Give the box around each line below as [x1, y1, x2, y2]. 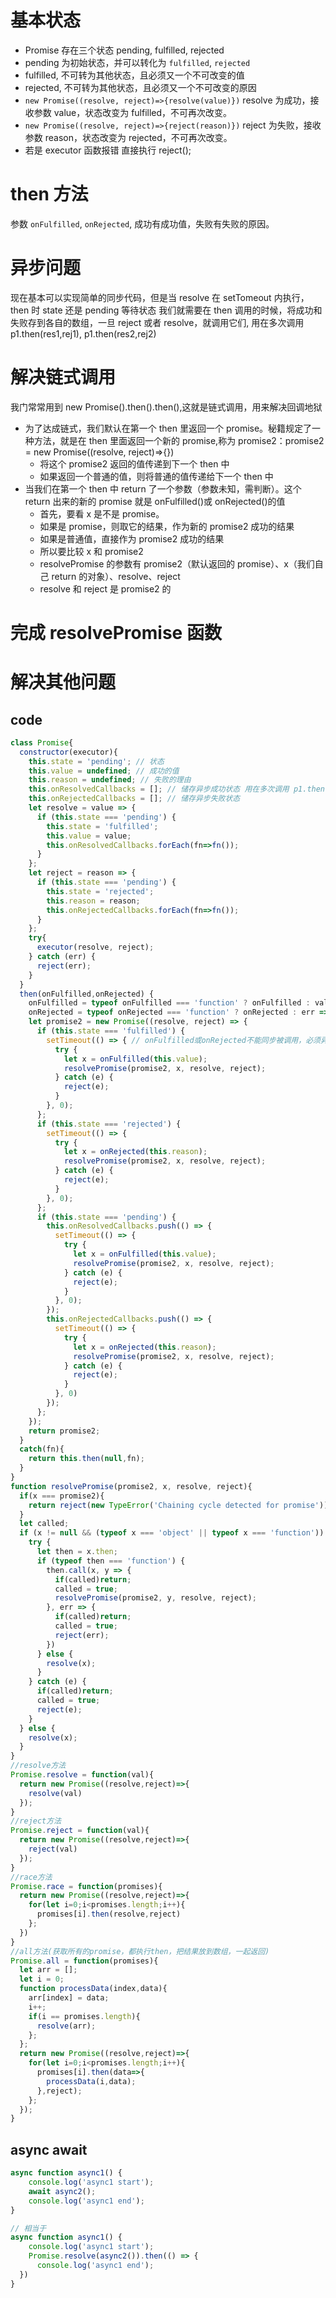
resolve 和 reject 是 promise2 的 [39, 582, 172, 595]
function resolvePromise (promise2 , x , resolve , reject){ [10, 1481, 253, 1491]
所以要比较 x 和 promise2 [39, 545, 144, 557]
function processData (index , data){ [19, 1984, 168, 1994]
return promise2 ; [28, 1426, 101, 1436]
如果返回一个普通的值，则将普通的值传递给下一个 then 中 [39, 470, 274, 482]
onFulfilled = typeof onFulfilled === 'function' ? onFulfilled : [28, 998, 311, 1008]
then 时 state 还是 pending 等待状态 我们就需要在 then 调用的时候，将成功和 [10, 304, 323, 316]
